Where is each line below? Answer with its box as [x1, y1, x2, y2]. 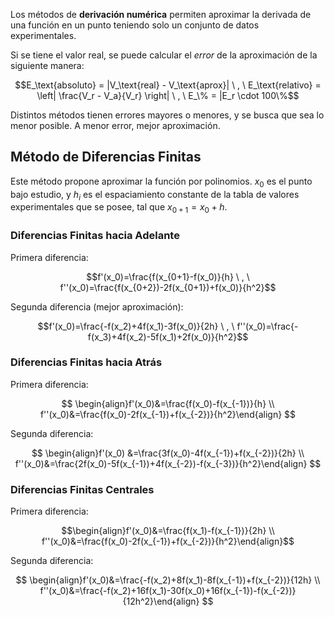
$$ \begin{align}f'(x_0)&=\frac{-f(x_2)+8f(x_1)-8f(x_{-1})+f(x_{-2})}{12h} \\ [15, 574, 321, 586]
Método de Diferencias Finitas [10, 149, 202, 166]
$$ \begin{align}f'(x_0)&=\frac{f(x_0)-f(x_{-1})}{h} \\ [61, 397, 275, 409]
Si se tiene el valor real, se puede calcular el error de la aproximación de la [10, 49, 318, 61]
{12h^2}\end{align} [122, 595, 200, 608]
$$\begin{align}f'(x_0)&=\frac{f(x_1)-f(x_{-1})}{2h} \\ [61, 525, 275, 537]
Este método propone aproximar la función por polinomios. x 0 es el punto [10, 175, 313, 189]
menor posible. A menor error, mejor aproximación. [10, 120, 221, 131]
